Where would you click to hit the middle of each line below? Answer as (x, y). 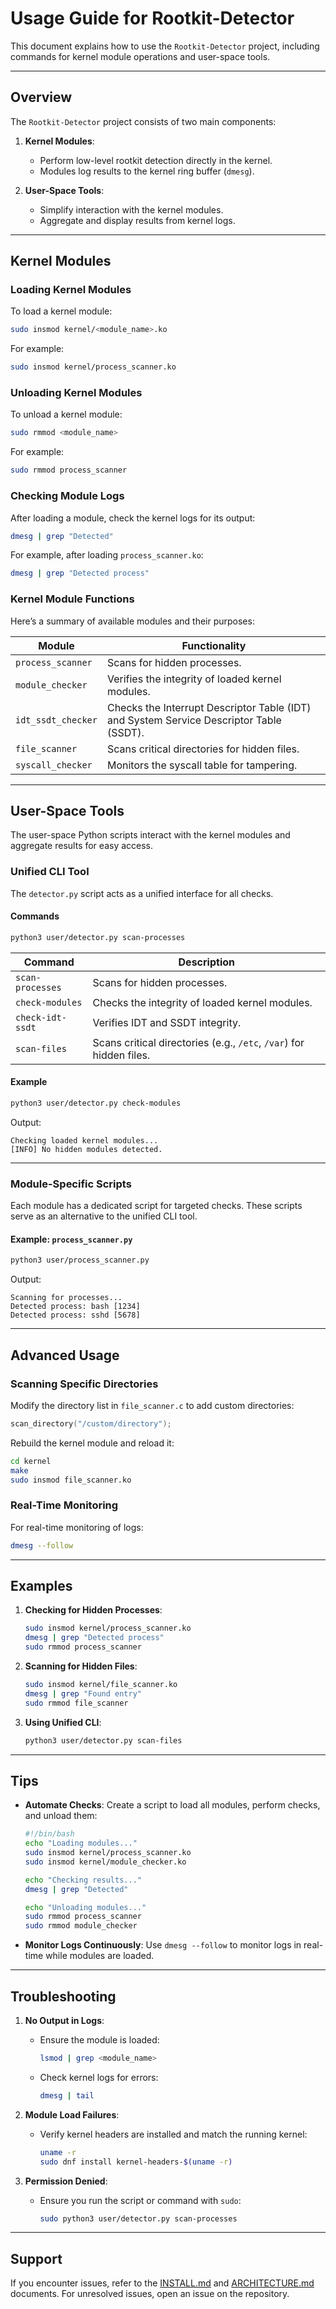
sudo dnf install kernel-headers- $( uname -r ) (136, 2162)
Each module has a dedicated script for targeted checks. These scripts (156, 1206)
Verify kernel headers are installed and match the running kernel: (173, 2134)
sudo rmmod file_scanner (76, 1703)
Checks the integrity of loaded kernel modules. (202, 1002)
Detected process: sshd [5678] (75, 1315)
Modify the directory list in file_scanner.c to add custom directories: (152, 1405)
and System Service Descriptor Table (194, 720)
